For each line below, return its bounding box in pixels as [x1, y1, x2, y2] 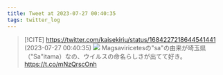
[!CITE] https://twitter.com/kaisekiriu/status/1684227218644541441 [24, 35, 216, 43]
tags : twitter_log [7, 17, 60, 23]
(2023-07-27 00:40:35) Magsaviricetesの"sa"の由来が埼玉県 [24, 43, 206, 52]
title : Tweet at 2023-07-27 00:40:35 [7, 10, 116, 17]
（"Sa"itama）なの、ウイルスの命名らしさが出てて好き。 [24, 52, 187, 61]
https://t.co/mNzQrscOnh [24, 60, 97, 68]
